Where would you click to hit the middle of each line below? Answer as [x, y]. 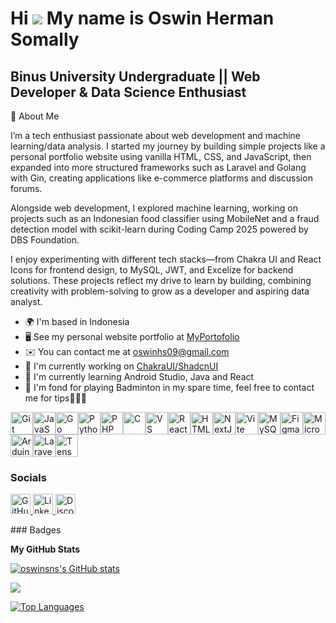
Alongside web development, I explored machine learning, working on [154, 208]
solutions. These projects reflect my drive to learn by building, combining [161, 280]
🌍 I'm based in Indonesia [77, 321]
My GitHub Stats [45, 549]
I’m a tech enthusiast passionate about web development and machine [156, 135]
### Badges [36, 530]
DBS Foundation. [45, 240]
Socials [28, 477]
